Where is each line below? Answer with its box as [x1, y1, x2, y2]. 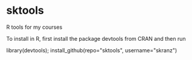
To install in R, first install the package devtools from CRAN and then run [6, 35, 186, 42]
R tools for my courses [6, 23, 63, 31]
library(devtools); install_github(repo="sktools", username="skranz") [6, 46, 178, 54]
